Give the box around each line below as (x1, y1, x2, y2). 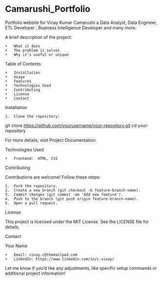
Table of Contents (5, 61, 41, 66)
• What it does (5, 43, 40, 48)
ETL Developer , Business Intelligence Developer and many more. (5, 24, 137, 30)
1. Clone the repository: (5, 114, 60, 119)
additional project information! (5, 270, 66, 276)
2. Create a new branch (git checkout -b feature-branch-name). (5, 188, 141, 193)
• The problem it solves (5, 48, 60, 53)
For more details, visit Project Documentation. (5, 137, 97, 143)
